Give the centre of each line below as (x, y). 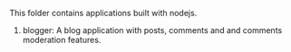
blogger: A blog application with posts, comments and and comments (152, 30)
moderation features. (62, 40)
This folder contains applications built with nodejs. (103, 13)
